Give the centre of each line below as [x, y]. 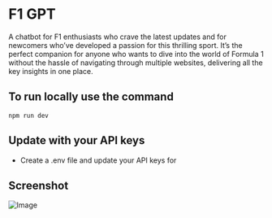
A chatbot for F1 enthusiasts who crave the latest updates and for [118, 37]
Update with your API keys [77, 140]
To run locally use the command [91, 97]
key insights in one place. [51, 71]
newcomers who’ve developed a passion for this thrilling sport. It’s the [125, 45]
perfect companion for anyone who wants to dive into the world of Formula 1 [136, 54]
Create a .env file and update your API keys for [98, 160]
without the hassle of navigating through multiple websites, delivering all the [136, 63]
